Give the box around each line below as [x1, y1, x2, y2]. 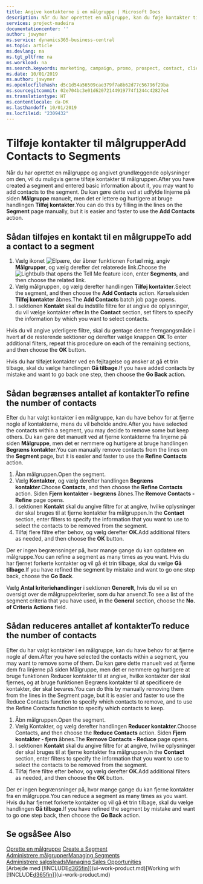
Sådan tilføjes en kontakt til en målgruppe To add [6, 231, 192, 242]
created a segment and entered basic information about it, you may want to [6, 182, 194, 190]
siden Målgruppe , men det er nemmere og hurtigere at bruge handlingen [6, 440, 188, 447]
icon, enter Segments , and [121, 270, 189, 277]
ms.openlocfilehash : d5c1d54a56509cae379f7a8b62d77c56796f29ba [6, 82, 169, 88]
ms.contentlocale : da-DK [6, 99, 69, 105]
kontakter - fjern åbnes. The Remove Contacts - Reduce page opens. [14, 735, 189, 742]
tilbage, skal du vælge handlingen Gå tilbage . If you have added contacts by [6, 364, 195, 372]
